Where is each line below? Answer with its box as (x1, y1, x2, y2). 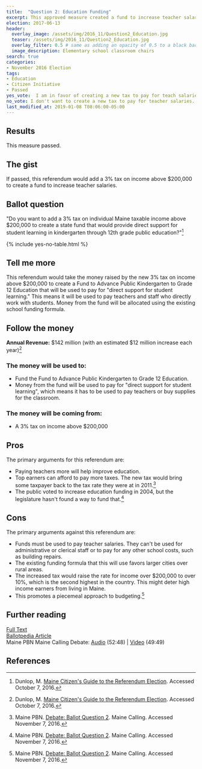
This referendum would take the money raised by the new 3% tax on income (6, 274, 195, 281)
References (6, 656, 50, 666)
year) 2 (6, 345, 22, 353)
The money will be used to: (6, 361, 87, 369)
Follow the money (6, 323, 74, 333)
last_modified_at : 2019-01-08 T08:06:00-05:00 (6, 103, 125, 110)
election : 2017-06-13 (6, 20, 61, 26)
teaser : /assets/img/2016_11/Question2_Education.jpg (11, 37, 149, 43)
